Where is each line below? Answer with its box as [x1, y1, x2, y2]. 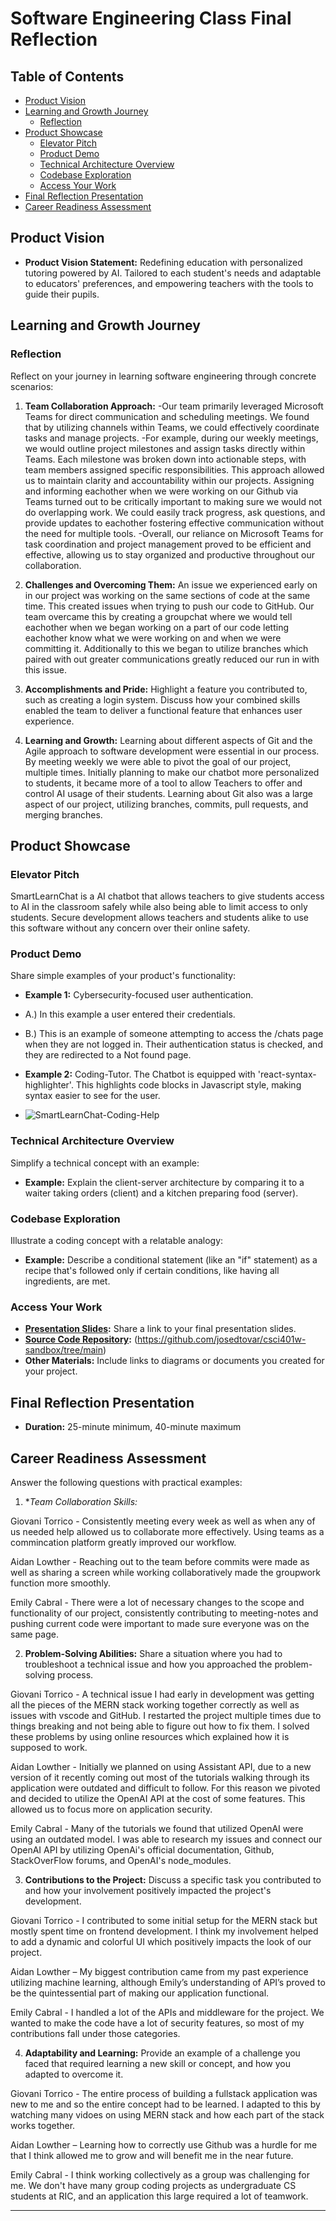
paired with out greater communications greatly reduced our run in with [24, 653, 320, 665]
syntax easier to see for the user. [24, 1090, 161, 1102]
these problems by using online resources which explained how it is [10, 1731, 290, 1742]
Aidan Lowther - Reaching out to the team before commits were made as [10, 1556, 310, 1567]
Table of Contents [10, 68, 125, 85]
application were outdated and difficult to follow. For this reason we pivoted [10, 1782, 321, 1794]
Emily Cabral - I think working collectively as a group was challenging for [10, 2169, 310, 2181]
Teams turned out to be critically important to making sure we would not [24, 495, 323, 507]
